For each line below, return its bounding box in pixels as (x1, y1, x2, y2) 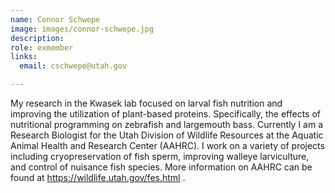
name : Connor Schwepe (10, 14, 101, 25)
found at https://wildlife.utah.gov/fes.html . (10, 172, 186, 183)
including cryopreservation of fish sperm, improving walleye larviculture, (10, 151, 310, 162)
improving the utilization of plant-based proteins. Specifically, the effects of (10, 108, 321, 120)
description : (10, 33, 65, 43)
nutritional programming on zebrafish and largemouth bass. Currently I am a (10, 119, 324, 130)
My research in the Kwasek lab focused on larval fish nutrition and (10, 97, 283, 109)
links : (10, 52, 38, 62)
